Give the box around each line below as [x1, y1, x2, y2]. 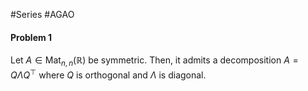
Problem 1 [10, 31, 53, 43]
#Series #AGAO [10, 9, 75, 20]
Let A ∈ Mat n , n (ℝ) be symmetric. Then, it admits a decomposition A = [10, 54, 299, 68]
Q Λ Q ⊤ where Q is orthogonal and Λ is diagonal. [10, 67, 207, 81]
